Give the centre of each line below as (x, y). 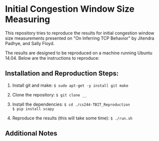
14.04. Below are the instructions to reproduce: (52, 58)
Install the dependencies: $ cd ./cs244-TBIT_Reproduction (71, 104)
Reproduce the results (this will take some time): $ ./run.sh (72, 118)
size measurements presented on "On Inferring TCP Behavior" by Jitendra (80, 38)
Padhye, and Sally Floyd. (30, 43)
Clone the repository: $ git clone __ (49, 94)
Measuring (28, 19)
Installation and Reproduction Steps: (62, 74)
